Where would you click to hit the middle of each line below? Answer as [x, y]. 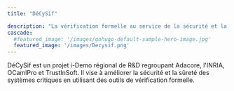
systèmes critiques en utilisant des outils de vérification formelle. [101, 80]
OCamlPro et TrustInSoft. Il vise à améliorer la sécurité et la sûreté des [109, 73]
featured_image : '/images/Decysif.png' [72, 46]
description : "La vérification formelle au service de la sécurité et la [117, 26]
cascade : [20, 33]
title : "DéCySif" [33, 14]
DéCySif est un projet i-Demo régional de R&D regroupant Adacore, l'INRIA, [116, 65]
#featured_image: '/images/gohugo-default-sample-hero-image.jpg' [112, 39]
